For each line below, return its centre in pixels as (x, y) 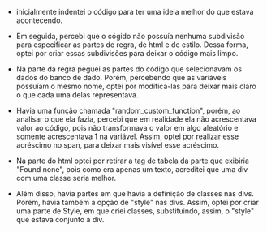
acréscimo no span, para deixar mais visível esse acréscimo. (118, 145)
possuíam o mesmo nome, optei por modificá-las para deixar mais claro (136, 86)
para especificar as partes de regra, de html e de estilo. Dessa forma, (132, 45)
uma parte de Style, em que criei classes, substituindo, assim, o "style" (135, 211)
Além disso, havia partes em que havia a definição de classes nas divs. (135, 193)
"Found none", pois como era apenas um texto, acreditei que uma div (132, 169)
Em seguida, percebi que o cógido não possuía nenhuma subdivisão (130, 36)
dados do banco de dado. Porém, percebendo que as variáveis (121, 77)
